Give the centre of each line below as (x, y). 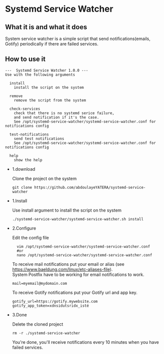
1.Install (20, 200)
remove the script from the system (50, 100)
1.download (24, 169)
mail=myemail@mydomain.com (40, 283)
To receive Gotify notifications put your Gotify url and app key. (75, 292)
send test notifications (39, 138)
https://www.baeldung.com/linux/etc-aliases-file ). (62, 269)
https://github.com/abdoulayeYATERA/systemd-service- (90, 187)
